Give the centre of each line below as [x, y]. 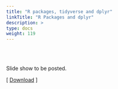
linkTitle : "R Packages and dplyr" [50, 17]
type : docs [20, 28]
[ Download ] [22, 80]
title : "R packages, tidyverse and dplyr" [59, 12]
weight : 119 [21, 34]
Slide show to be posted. [36, 68]
